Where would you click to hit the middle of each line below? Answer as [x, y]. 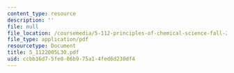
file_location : [29, 33]
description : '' [31, 20]
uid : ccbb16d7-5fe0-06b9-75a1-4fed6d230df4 [71, 59]
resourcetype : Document [42, 46]
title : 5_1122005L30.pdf [43, 53]
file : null [23, 26]
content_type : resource [42, 14]
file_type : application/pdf [48, 40]
